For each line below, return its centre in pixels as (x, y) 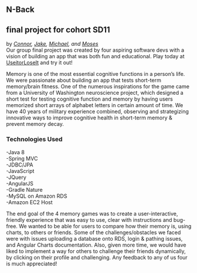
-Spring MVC (22, 158)
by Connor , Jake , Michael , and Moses (52, 44)
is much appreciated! (32, 264)
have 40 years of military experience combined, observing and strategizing (98, 112)
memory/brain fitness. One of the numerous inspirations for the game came (98, 86)
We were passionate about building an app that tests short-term (84, 80)
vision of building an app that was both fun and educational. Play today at (95, 56)
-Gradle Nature (24, 189)
